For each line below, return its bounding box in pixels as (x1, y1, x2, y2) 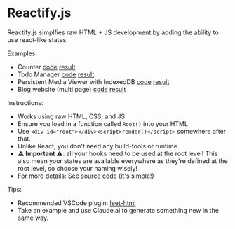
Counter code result (17, 62, 76, 71)
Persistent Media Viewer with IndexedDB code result (17, 77, 170, 85)
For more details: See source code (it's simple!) (17, 172, 154, 180)
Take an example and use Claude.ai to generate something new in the (17, 206, 220, 214)
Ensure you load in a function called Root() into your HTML (17, 119, 188, 127)
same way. (17, 214, 49, 222)
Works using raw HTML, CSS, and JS (17, 112, 125, 120)
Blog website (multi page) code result (17, 85, 126, 93)
